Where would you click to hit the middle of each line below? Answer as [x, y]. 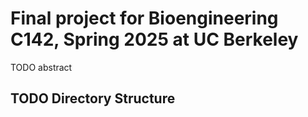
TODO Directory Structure [93, 98]
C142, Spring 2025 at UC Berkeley [154, 39]
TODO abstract [41, 67]
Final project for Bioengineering [144, 18]
